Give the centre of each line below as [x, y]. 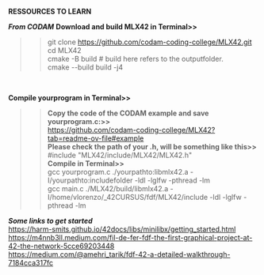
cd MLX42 [64, 50]
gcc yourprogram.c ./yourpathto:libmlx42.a [118, 172]
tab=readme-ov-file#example [96, 138]
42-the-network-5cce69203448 [61, 246]
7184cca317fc [31, 263]
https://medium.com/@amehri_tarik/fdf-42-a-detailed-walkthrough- [119, 254]
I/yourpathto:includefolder [90, 180]
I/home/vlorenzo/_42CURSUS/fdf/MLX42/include [128, 197]
